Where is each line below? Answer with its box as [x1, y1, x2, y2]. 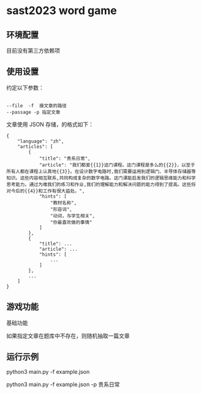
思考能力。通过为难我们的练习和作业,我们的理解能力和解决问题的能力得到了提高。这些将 [6, 181, 196, 187]
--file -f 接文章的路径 [6, 102, 67, 109]
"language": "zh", [17, 138, 64, 144]
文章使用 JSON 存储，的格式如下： [6, 121, 94, 128]
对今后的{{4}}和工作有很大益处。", [6, 188, 85, 194]
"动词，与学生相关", [50, 212, 95, 219]
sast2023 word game [6, 4, 118, 18]
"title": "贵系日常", [39, 155, 91, 162]
